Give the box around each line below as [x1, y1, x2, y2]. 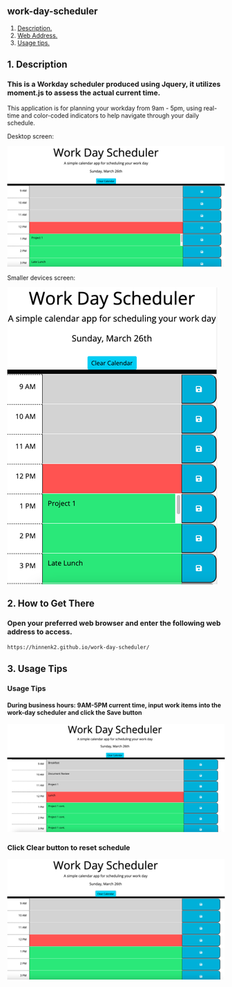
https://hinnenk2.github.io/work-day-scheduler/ [7, 644, 150, 651]
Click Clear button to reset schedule [7, 842, 130, 852]
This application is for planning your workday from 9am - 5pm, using [7, 104, 202, 112]
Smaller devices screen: [7, 273, 76, 282]
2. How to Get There [7, 598, 95, 610]
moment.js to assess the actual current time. [7, 88, 161, 98]
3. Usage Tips [7, 663, 68, 675]
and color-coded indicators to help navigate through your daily [21, 111, 200, 120]
